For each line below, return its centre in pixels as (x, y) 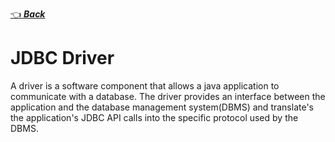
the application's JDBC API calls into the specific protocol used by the (154, 117)
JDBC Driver (62, 58)
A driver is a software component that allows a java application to (145, 85)
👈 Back (28, 14)
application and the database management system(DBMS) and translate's (162, 107)
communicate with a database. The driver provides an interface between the (168, 96)
